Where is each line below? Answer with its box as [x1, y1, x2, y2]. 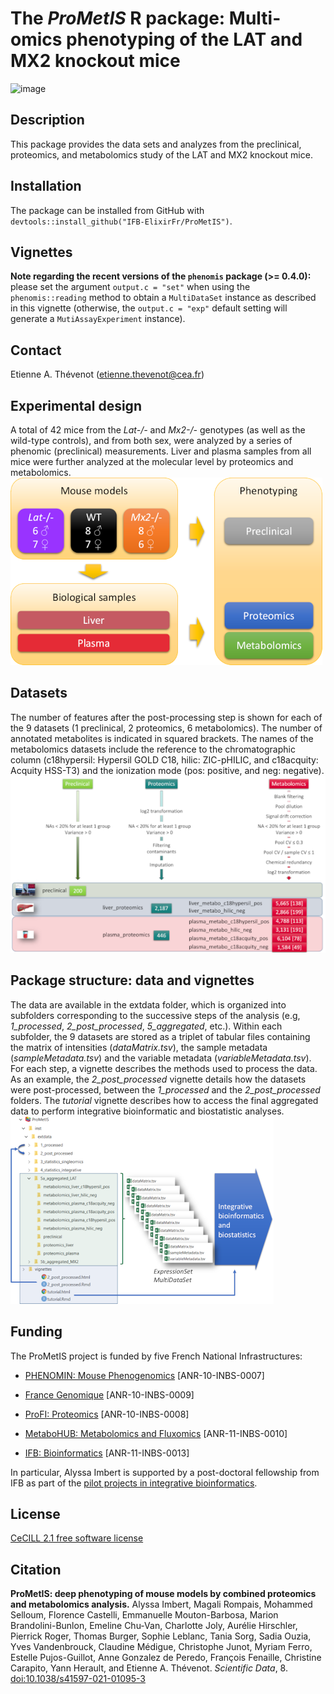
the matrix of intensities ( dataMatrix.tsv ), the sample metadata [10, 1041, 268, 1053]
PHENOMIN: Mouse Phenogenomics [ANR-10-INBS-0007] [24, 1369, 265, 1381]
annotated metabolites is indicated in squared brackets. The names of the [10, 732, 314, 744]
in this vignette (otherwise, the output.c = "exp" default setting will [10, 302, 288, 314]
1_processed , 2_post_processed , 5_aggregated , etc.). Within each [10, 1020, 283, 1032]
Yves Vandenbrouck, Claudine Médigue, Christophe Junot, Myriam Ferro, [10, 1641, 313, 1653]
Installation [10, 178, 82, 195]
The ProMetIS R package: [10, 7, 226, 30]
